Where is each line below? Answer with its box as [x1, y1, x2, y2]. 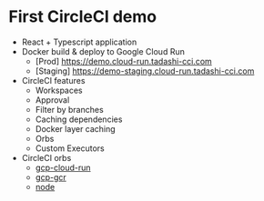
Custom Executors [35, 143, 106, 154]
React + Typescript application [21, 36, 137, 47]
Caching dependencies [35, 114, 123, 125]
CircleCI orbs [21, 152, 72, 163]
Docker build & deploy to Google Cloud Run [21, 45, 186, 56]
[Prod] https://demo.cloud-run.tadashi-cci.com [35, 55, 213, 66]
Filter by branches [35, 104, 104, 115]
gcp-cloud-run [35, 162, 92, 173]
